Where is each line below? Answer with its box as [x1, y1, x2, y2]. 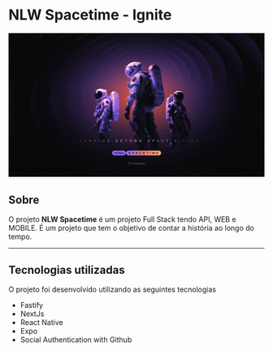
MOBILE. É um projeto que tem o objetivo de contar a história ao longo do [8, 223, 254, 233]
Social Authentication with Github [19, 335, 132, 344]
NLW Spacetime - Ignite [8, 6, 172, 24]
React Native [19, 318, 63, 327]
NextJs [19, 309, 45, 318]
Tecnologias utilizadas [8, 262, 125, 277]
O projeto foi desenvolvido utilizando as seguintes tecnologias [8, 284, 217, 294]
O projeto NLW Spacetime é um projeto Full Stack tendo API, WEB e [8, 214, 237, 224]
